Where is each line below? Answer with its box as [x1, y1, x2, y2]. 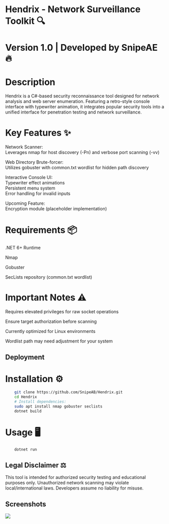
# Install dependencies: [14, 399, 67, 404]
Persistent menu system [5, 185, 55, 191]
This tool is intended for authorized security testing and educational [5, 474, 146, 480]
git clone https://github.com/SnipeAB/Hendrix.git [14, 390, 123, 395]
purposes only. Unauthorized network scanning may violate [5, 480, 129, 486]
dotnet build [14, 408, 42, 414]
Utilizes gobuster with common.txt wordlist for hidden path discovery [5, 165, 149, 171]
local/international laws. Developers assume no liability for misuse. [5, 485, 144, 491]
